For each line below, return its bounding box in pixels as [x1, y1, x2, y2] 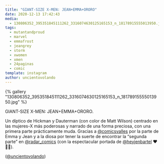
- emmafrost [9, 39, 34, 44]
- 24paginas [9, 61, 34, 66]
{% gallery [5, 88, 26, 94]
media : [5, 16, 19, 21]
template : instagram [5, 71, 47, 76]
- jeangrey [9, 43, 32, 48]
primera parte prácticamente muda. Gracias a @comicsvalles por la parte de [5, 128, 159, 134]
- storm [9, 48, 25, 53]
